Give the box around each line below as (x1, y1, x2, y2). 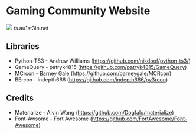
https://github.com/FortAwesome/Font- (92, 115, 188, 122)
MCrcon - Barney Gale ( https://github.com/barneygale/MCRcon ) (14, 70, 172, 77)
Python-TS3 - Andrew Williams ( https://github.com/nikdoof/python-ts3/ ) (14, 57, 191, 64)
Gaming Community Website (6, 4, 151, 18)
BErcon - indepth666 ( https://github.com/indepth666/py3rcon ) (14, 76, 168, 83)
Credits (6, 93, 34, 103)
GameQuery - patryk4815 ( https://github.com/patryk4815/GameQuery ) (14, 63, 187, 70)
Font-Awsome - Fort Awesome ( (14, 115, 93, 122)
